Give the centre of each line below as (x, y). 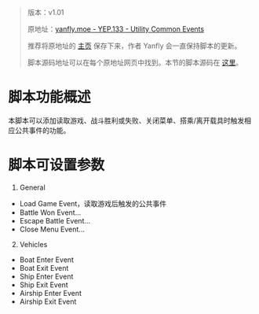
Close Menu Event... (52, 229)
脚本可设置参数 (57, 165)
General (32, 187)
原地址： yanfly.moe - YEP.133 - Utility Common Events (116, 29)
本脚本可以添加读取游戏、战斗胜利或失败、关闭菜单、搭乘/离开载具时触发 (126, 120)
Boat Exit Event (44, 268)
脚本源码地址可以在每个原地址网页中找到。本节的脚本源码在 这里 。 (135, 63)
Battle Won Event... (50, 212)
